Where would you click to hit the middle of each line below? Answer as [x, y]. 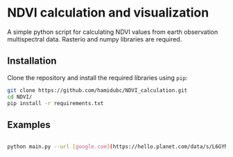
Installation [32, 61]
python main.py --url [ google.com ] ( [60, 147]
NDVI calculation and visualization [108, 13]
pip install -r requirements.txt [55, 103]
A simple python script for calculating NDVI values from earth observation [113, 32]
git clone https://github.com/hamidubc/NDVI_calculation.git [97, 90]
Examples [29, 125]
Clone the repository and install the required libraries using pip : [97, 77]
